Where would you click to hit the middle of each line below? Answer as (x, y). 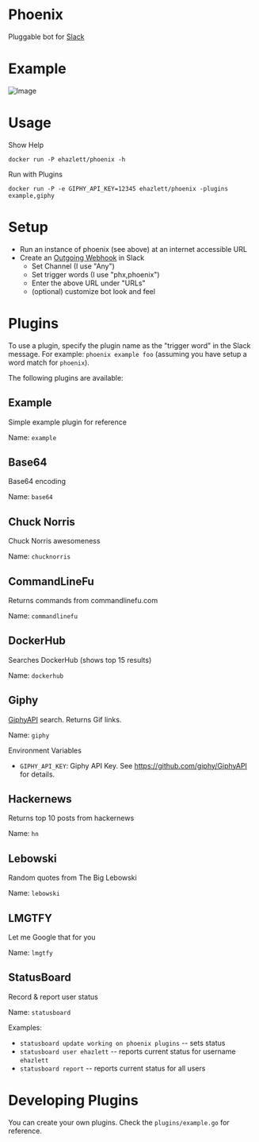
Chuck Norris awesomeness (54, 541)
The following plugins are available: (66, 377)
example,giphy (32, 195)
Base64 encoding (37, 482)
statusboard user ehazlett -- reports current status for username (128, 1051)
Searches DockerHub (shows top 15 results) (80, 660)
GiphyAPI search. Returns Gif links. (65, 719)
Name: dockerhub (36, 675)
